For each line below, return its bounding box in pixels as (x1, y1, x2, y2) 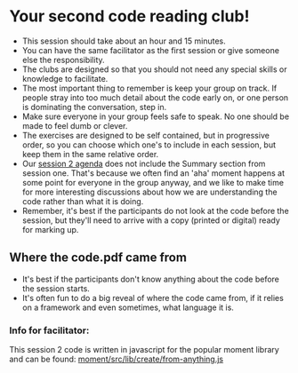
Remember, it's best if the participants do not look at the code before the (21, 205, 289, 216)
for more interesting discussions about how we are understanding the (21, 186, 278, 197)
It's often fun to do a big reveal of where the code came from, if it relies (21, 292, 285, 303)
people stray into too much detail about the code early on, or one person (21, 91, 289, 103)
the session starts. (21, 282, 91, 294)
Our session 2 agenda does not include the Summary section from (21, 158, 266, 169)
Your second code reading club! (9, 6, 250, 27)
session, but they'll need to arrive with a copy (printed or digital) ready (21, 215, 280, 226)
